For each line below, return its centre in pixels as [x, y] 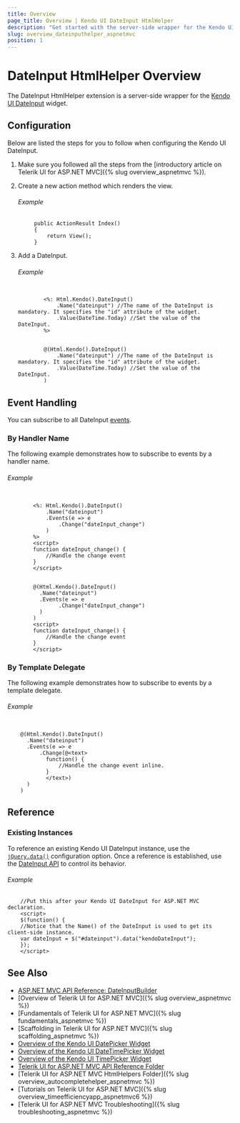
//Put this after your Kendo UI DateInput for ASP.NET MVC [110, 901]
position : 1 [25, 41]
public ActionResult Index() [77, 224]
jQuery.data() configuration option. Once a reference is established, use [115, 856]
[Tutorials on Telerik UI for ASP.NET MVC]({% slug [92, 1089]
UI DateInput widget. [37, 104]
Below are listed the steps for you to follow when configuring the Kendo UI [117, 143]
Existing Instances [40, 833]
